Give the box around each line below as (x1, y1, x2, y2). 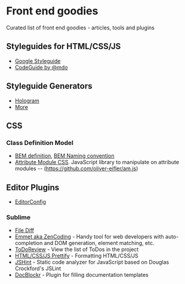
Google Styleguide (14, 57, 61, 64)
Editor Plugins (6, 182, 60, 192)
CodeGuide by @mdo (14, 64, 68, 71)
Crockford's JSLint (14, 265, 61, 272)
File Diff (14, 226, 35, 234)
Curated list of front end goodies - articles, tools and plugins (6, 24, 155, 31)
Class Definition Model (6, 138, 73, 147)
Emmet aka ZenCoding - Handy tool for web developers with (14, 233, 164, 240)
